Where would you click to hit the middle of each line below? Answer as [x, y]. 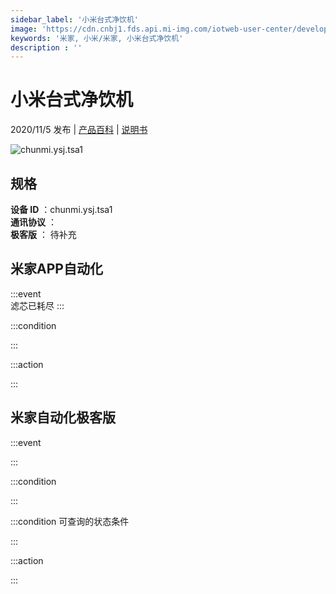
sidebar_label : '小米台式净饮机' [74, 19]
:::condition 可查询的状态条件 [70, 521]
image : [24, 29]
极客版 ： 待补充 [43, 234]
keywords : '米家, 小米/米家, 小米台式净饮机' [97, 38]
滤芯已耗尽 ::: [37, 305]
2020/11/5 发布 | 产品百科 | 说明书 [79, 130]
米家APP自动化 [56, 269]
